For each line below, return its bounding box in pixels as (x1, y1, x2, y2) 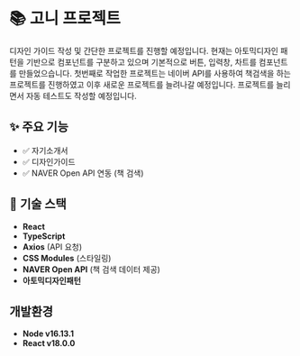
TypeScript (22, 231, 66, 242)
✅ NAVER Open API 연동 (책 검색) (22, 168, 144, 178)
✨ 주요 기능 (9, 119, 69, 135)
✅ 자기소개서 (22, 145, 68, 156)
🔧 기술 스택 (9, 196, 68, 212)
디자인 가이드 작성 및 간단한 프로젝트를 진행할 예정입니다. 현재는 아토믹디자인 (9, 45, 279, 56)
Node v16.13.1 (22, 328, 75, 339)
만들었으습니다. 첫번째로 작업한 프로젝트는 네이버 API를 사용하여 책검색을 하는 (18, 68, 291, 78)
